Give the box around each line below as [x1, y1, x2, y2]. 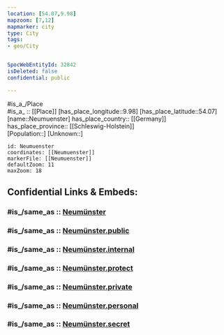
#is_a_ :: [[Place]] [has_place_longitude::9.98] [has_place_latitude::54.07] [7, 107, 218, 115]
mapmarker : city [7, 23, 54, 30]
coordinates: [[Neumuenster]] [7, 149, 96, 156]
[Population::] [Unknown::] [7, 129, 84, 137]
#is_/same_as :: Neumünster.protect [7, 263, 134, 273]
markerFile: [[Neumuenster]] [7, 155, 92, 162]
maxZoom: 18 [7, 167, 42, 174]
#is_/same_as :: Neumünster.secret [7, 319, 130, 329]
